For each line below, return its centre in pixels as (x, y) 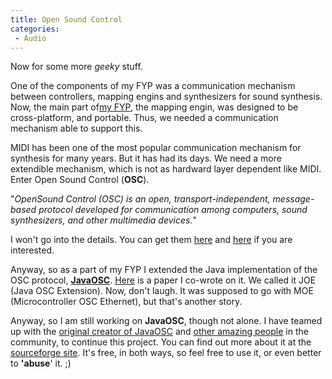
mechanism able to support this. (76, 128)
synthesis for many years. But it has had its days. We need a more (146, 158)
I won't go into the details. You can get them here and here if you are (151, 240)
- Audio (30, 38)
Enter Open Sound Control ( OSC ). (80, 180)
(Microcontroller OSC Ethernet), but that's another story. (126, 302)
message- (293, 199)
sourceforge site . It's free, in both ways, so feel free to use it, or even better (166, 353)
